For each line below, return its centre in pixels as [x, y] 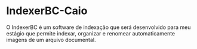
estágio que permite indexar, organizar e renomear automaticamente [91, 33]
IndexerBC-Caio [47, 11]
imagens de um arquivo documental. [51, 40]
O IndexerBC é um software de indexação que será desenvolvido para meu [98, 27]
